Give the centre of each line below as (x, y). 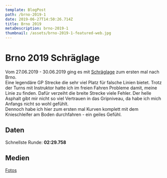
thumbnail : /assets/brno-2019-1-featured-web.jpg (58, 33)
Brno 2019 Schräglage (53, 58)
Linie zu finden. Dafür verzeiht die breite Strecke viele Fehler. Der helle (78, 93)
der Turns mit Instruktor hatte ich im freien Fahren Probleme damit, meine (81, 88)
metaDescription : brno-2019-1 (37, 29)
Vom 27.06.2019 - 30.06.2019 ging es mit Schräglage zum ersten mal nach (82, 72)
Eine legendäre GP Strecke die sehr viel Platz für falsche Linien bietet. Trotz (83, 82)
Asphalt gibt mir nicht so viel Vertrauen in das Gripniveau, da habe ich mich (83, 98)
